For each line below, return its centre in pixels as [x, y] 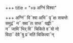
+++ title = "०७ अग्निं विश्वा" [31, 8]
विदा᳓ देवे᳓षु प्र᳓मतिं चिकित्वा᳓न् [30, 34]
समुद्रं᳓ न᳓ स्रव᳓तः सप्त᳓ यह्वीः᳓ [30, 23]
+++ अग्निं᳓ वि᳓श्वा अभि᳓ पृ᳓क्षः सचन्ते [36, 18]
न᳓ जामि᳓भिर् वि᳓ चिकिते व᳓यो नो [32, 29]
